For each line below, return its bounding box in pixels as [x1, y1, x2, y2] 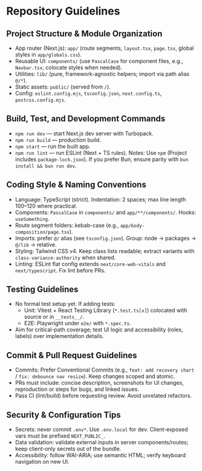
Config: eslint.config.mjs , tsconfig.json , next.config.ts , [15, 90, 162, 97]
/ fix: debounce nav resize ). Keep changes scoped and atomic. [15, 373, 175, 380]
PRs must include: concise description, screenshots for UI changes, [15, 379, 184, 387]
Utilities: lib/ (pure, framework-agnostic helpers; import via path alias [15, 70, 189, 77]
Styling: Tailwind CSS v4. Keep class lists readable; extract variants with [15, 247, 195, 254]
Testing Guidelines [6, 284, 79, 295]
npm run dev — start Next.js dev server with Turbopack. [15, 129, 154, 137]
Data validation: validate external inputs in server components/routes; [15, 439, 189, 446]
